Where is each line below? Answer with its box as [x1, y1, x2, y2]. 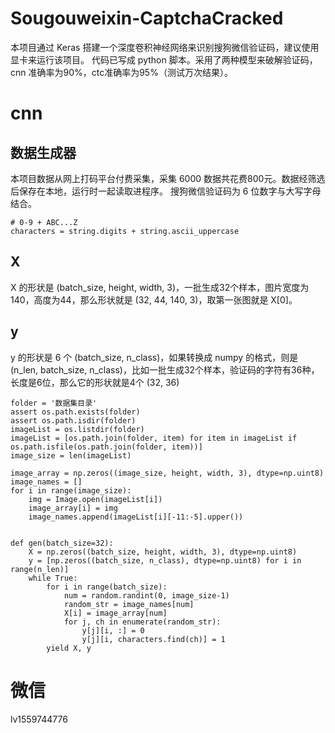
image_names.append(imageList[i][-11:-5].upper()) [28, 512, 244, 522]
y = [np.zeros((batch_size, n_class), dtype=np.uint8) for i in [28, 555, 302, 566]
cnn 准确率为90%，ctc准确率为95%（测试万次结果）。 [10, 66, 233, 78]
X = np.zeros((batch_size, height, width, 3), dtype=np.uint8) [28, 547, 298, 557]
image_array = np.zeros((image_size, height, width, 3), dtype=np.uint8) [10, 468, 325, 478]
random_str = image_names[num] [63, 599, 195, 609]
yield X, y [46, 643, 92, 653]
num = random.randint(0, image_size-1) [63, 590, 230, 601]
